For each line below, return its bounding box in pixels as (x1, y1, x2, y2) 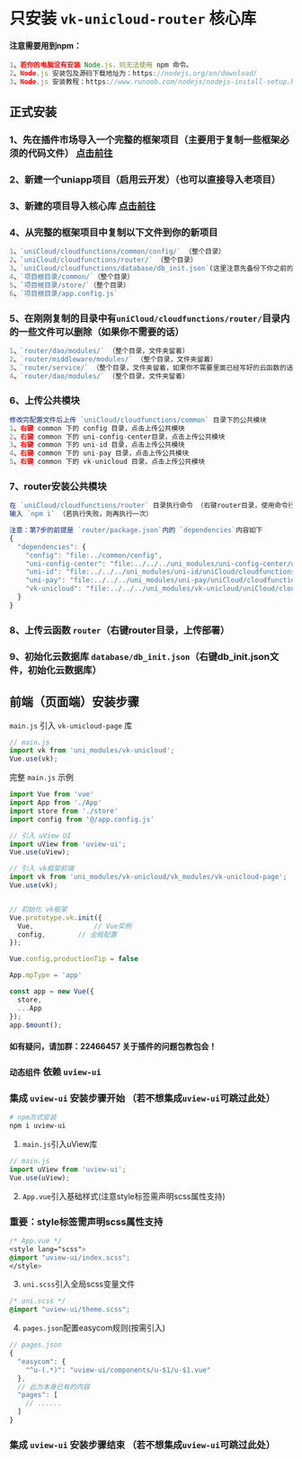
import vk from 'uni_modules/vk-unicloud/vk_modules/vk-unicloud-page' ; (9, 873, 288, 882)
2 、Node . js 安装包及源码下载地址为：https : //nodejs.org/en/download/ (9, 69, 258, 78)
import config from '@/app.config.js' (9, 814, 155, 823)
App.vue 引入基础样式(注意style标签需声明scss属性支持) (22, 1190, 226, 1201)
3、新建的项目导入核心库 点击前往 (9, 200, 155, 212)
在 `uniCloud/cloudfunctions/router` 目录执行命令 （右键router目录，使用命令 (9, 501, 289, 511)
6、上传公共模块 (9, 395, 81, 407)
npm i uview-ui (9, 1121, 67, 1131)
